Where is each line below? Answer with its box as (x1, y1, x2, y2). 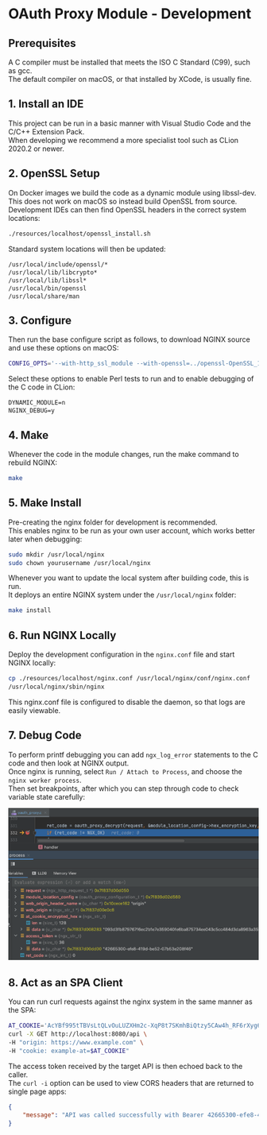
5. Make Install (8, 496, 82, 509)
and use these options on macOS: (8, 343, 119, 353)
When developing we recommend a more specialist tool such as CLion (8, 135, 239, 145)
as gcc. (8, 66, 33, 76)
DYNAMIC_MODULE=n (8, 399, 66, 407)
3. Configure (8, 313, 72, 327)
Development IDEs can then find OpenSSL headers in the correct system (8, 204, 246, 215)
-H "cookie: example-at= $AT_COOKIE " (8, 1047, 130, 1055)
